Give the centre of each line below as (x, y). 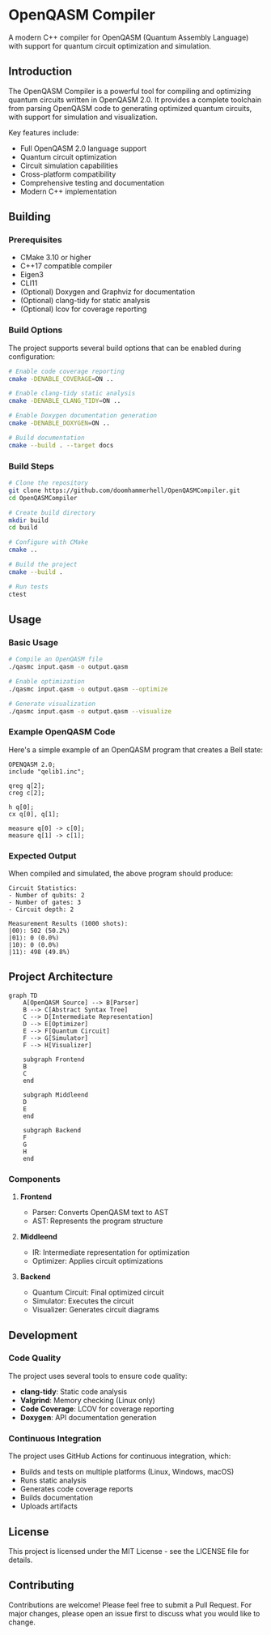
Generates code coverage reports (76, 1489)
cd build (23, 528)
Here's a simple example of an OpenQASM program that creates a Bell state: (136, 749)
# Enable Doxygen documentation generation (83, 416)
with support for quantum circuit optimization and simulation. (110, 45)
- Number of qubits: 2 (47, 896)
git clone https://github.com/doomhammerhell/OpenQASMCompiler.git (125, 490)
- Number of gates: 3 (45, 903)
